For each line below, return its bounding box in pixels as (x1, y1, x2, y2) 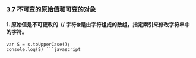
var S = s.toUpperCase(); (6, 42, 70, 47)
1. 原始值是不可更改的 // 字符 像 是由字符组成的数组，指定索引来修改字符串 (6, 21, 185, 28)
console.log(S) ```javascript (6, 47, 81, 53)
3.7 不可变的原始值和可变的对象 (6, 5, 96, 13)
